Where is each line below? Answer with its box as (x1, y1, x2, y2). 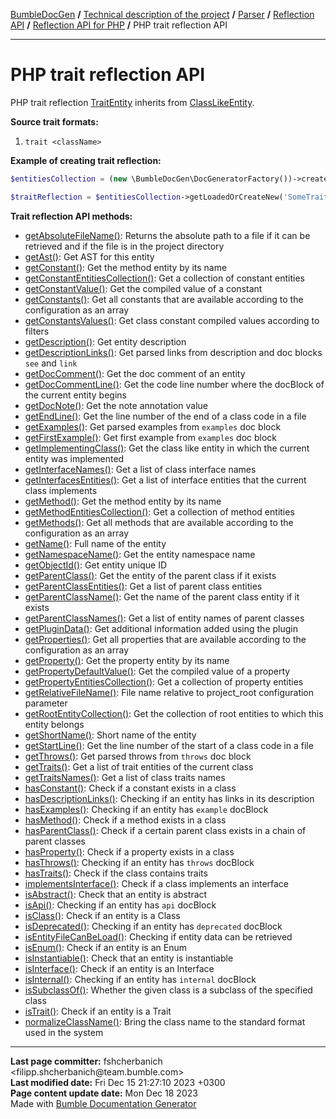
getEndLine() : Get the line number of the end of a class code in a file (24, 410, 307, 422)
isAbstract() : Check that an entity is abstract (24, 888, 208, 900)
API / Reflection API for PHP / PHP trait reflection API (10, 19, 228, 31)
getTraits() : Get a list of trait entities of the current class (24, 760, 254, 773)
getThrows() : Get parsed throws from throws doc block (24, 750, 252, 762)
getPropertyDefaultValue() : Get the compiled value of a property (24, 665, 291, 677)
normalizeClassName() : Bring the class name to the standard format (24, 1015, 306, 1028)
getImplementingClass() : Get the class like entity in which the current (24, 442, 310, 454)
